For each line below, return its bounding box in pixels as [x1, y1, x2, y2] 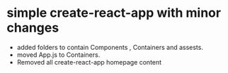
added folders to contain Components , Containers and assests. [16, 43, 203, 51]
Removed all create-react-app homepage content [16, 58, 162, 66]
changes [6, 20, 59, 36]
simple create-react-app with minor [6, 5, 221, 21]
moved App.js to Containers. [16, 51, 101, 59]
